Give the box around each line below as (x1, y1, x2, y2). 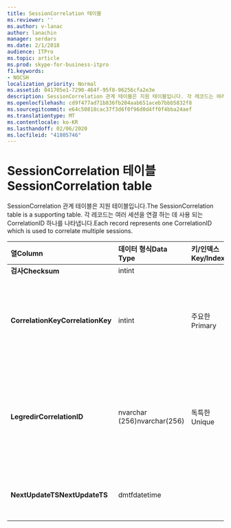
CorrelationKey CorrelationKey (10, 316, 112, 325)
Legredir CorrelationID (10, 412, 84, 421)
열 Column (10, 249, 43, 258)
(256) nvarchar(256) (118, 417, 185, 426)
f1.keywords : (7, 67, 45, 74)
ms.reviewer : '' (7, 16, 54, 23)
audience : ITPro (7, 49, 54, 56)
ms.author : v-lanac (7, 23, 63, 30)
